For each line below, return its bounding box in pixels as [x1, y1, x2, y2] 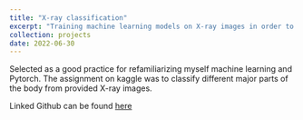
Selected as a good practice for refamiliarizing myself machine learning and [9, 64, 293, 75]
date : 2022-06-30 [9, 38, 75, 48]
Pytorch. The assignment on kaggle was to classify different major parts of [9, 74, 288, 85]
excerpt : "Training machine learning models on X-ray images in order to [9, 22, 295, 31]
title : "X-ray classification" [9, 13, 128, 23]
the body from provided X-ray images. [9, 83, 152, 94]
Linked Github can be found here [9, 101, 132, 112]
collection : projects [9, 30, 92, 39]
